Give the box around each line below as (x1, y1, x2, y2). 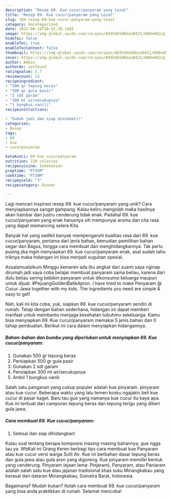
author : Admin (5, 60, 36, 65)
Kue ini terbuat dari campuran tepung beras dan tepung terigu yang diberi (5, 401, 160, 407)
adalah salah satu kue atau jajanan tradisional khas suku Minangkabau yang (5, 467, 164, 473)
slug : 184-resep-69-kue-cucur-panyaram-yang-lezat (5, 17, 115, 22)
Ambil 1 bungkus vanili (12, 375, 60, 381)
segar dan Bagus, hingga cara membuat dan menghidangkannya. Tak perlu (5, 243, 163, 249)
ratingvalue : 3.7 (5, 69, 42, 74)
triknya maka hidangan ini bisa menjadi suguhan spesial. (5, 254, 124, 260)
